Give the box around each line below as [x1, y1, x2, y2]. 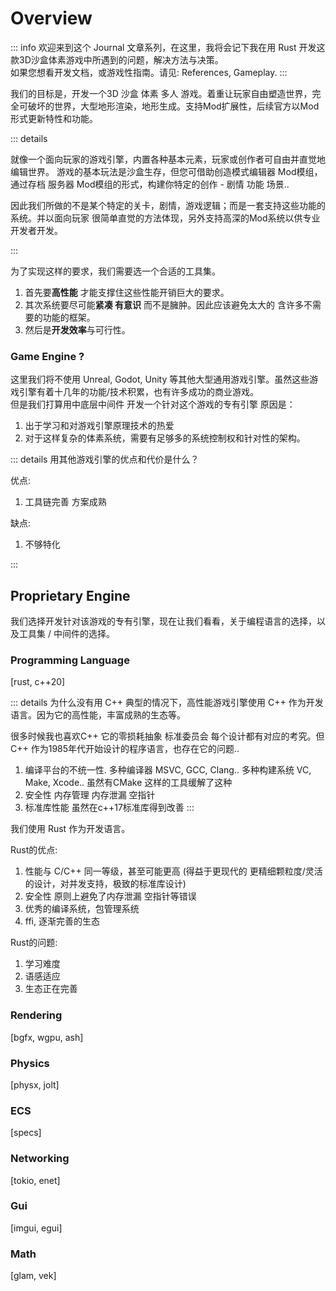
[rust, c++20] [10, 676, 66, 688]
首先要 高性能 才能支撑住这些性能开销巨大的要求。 [24, 286, 230, 298]
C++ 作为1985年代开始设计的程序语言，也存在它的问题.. [10, 743, 240, 755]
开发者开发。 [10, 224, 63, 236]
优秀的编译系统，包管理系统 [24, 903, 140, 915]
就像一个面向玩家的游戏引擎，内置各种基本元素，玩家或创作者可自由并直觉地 [10, 153, 326, 165]
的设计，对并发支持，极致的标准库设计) [24, 878, 187, 890]
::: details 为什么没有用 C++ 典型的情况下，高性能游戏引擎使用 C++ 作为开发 [10, 697, 324, 709]
